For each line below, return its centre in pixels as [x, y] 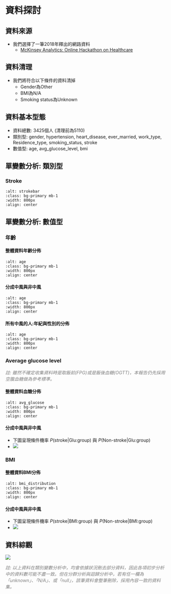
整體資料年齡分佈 [23, 251]
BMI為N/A [31, 93]
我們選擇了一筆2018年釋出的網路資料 [51, 44]
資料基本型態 [26, 117]
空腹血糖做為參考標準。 [30, 379]
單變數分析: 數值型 [34, 222]
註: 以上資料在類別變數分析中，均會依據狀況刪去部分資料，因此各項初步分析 [85, 568]
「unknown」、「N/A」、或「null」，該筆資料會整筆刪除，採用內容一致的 [79, 580]
